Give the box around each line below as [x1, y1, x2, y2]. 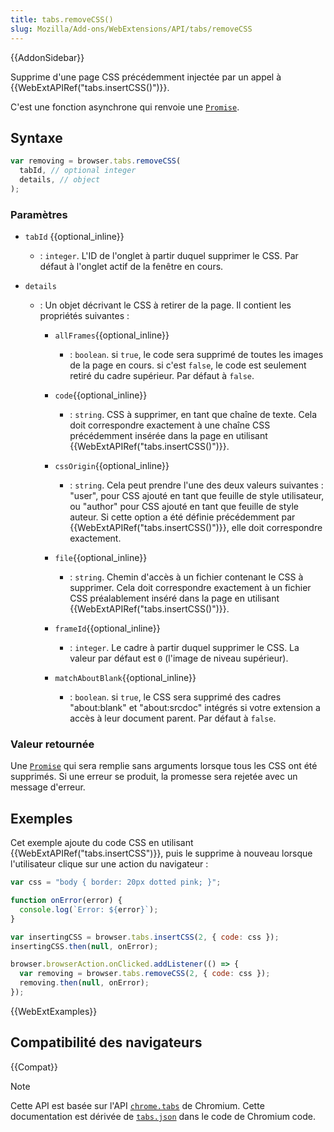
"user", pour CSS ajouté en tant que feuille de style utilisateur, [69, 490, 325, 502]
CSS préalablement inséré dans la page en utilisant [69, 592, 280, 605]
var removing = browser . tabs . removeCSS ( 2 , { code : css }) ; [19, 969, 271, 979]
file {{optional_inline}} [54, 552, 148, 564]
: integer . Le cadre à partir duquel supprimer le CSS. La [69, 642, 300, 654]
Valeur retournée [10, 737, 95, 751]
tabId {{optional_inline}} [24, 231, 125, 243]
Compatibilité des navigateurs [10, 1034, 203, 1051]
